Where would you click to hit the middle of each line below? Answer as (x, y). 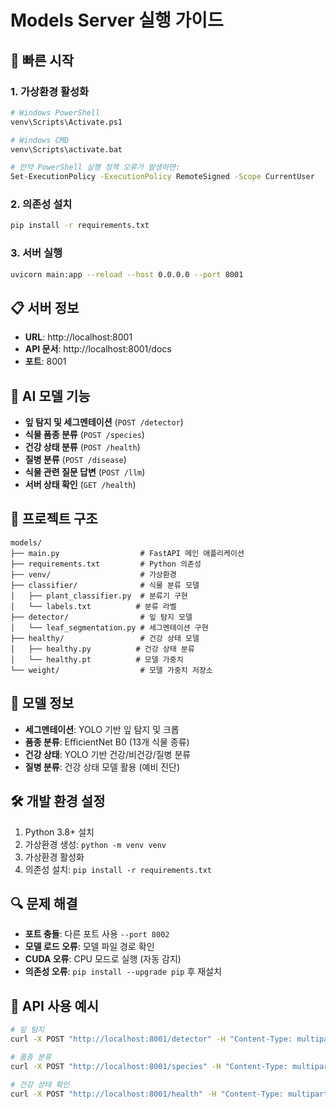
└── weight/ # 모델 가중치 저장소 (111, 670)
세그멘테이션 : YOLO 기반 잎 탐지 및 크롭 (102, 729)
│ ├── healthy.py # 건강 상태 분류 (102, 649)
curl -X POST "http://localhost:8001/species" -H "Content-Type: (149, 1066)
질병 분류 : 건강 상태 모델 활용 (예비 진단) (102, 767)
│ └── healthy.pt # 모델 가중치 (97, 659)
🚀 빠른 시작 (42, 60)
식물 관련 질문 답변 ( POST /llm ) (85, 472)
